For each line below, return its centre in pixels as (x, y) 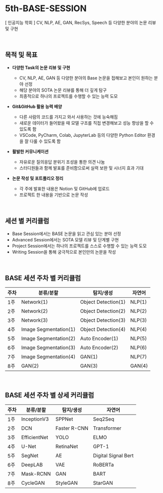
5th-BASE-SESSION (46, 9)
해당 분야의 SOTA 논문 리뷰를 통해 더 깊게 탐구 (63, 90)
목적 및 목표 (21, 55)
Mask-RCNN (36, 474)
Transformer (107, 428)
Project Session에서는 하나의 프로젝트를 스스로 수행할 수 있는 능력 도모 (79, 246)
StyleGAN (67, 483)
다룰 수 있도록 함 (45, 141)
